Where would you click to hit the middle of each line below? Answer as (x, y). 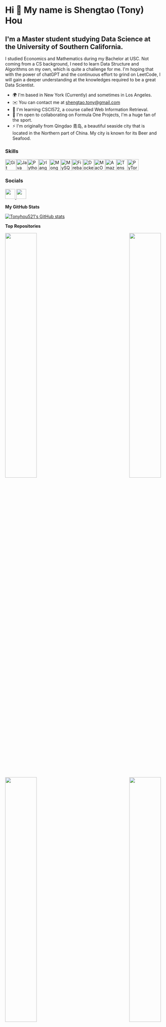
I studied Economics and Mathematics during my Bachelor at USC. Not (77, 59)
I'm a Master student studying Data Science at (78, 39)
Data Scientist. (20, 85)
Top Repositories (23, 226)
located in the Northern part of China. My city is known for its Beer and (84, 133)
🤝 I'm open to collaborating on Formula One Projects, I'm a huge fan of (84, 115)
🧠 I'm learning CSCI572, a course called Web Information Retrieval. (80, 109)
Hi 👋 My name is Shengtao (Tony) (75, 10)
